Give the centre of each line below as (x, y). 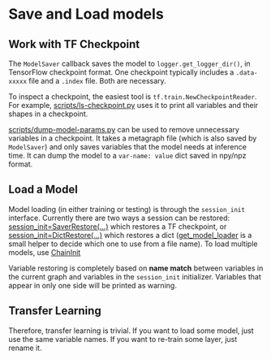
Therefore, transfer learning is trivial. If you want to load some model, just (131, 331)
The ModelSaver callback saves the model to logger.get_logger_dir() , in (129, 63)
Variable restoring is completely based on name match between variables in (136, 268)
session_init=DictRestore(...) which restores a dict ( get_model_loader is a (130, 235)
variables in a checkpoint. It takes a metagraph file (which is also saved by (133, 138)
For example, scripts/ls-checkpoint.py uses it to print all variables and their (133, 105)
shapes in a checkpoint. (48, 114)
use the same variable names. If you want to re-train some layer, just (123, 339)
